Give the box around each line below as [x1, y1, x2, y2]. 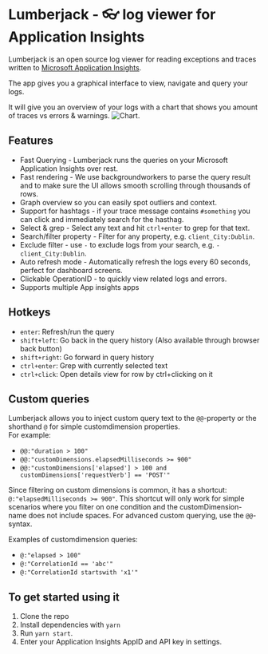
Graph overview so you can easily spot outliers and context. [19, 197, 218, 207]
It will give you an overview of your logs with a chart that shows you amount [8, 102, 258, 112]
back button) [19, 343, 62, 353]
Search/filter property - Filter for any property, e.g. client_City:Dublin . [19, 232, 255, 241]
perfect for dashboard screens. [19, 265, 123, 275]
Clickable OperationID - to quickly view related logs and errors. [19, 274, 227, 283]
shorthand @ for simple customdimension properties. [8, 422, 181, 431]
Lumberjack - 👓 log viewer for [8, 6, 216, 24]
